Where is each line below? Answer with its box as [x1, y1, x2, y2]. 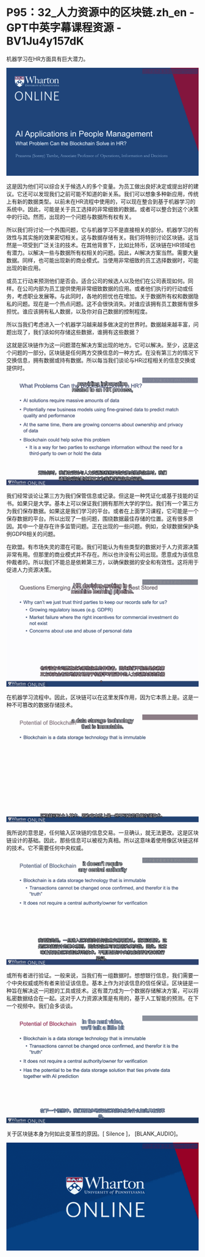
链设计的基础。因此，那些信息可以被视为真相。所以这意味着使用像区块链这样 [6, 836, 199, 844]
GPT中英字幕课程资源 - [6, 21, 122, 35]
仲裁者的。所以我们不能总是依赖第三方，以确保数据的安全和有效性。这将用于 [6, 558, 199, 565]
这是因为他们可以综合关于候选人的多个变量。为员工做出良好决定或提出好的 [6, 183, 193, 190]
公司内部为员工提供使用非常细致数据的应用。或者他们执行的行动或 [22, 285, 188, 292]
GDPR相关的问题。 [11, 530, 59, 537]
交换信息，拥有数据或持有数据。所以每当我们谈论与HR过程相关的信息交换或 [6, 357, 196, 364]
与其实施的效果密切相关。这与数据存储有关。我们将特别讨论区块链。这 [16, 234, 193, 241]
